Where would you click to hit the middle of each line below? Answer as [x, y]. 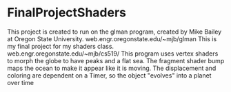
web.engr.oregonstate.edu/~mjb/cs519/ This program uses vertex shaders [113, 54]
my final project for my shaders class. [61, 46]
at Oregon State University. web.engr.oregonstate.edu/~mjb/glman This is [112, 38]
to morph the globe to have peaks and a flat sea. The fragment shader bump [116, 60]
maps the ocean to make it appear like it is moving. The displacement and [112, 68]
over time [21, 82]
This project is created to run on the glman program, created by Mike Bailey [114, 32]
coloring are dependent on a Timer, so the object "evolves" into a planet [109, 75]
